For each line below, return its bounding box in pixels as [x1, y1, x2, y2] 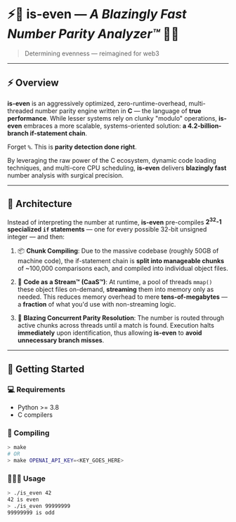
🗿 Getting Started [7, 363, 85, 375]
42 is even [7, 496, 39, 503]
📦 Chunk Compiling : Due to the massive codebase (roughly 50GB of [17, 247, 219, 255]
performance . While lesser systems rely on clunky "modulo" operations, [7, 114, 218, 122]
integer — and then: [7, 233, 65, 241]
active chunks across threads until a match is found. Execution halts [17, 321, 214, 330]
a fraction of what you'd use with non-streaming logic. [17, 300, 176, 309]
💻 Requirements [7, 384, 65, 394]
